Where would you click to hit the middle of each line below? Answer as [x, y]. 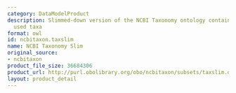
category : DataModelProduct [48, 14]
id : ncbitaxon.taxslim [40, 40]
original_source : [33, 53]
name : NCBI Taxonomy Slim [45, 46]
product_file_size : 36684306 [50, 66]
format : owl [25, 33]
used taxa [28, 27]
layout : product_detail [42, 79]
